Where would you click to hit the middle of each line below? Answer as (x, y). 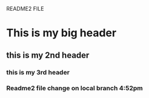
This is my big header (61, 33)
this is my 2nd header (48, 55)
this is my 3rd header (38, 72)
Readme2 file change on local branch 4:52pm (75, 88)
